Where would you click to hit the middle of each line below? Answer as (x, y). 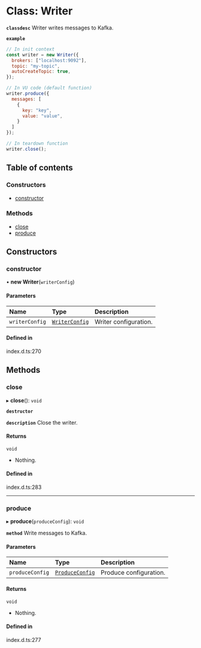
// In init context (31, 49)
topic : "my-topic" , (36, 66)
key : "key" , (37, 110)
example (16, 38)
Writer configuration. (124, 321)
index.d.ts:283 (24, 487)
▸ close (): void (24, 400)
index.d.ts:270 (24, 351)
